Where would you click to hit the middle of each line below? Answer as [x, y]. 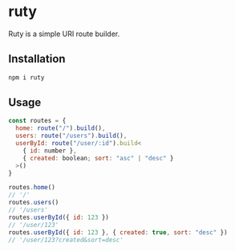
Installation [37, 59]
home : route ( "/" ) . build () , [61, 128]
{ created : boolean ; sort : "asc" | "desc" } [98, 158]
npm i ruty [26, 77]
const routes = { [37, 121]
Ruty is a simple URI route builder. [64, 34]
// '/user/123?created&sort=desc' [66, 240]
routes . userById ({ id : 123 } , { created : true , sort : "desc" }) [118, 232]
